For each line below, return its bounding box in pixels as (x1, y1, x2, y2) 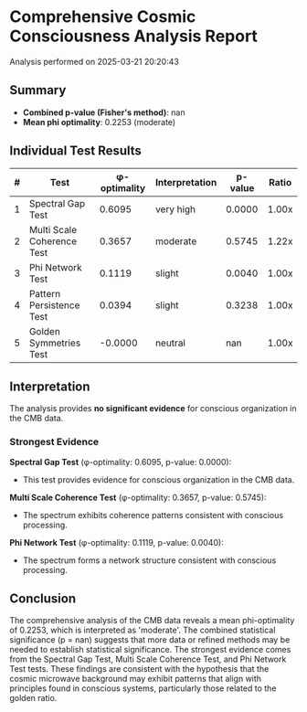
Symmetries (28, 336, 81, 349)
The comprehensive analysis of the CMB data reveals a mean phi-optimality (9, 615, 295, 626)
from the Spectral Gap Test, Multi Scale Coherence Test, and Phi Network (9, 654, 287, 664)
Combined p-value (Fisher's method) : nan (22, 107, 185, 118)
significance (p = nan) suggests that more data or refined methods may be (9, 634, 291, 645)
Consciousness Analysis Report (9, 26, 259, 47)
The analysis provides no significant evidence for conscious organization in (9, 403, 297, 414)
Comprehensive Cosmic (9, 6, 196, 27)
